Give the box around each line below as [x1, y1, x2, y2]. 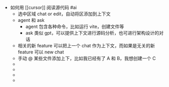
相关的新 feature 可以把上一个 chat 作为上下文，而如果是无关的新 [17, 43, 155, 48]
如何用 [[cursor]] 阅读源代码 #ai [10, 5, 77, 10]
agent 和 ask [17, 17, 45, 23]
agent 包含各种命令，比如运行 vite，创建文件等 [25, 23, 124, 30]
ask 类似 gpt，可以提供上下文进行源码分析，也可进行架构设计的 [25, 30, 159, 36]
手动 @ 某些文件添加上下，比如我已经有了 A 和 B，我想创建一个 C [17, 55, 156, 61]
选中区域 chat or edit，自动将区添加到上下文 [17, 11, 111, 17]
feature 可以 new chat [17, 49, 64, 55]
